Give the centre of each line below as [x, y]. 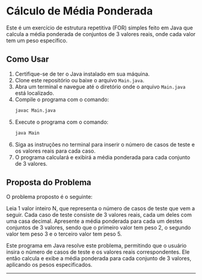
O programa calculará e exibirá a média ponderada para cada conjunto [103, 157]
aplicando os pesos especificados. [49, 265]
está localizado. [34, 93]
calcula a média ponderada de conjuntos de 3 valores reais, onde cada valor [101, 34]
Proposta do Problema [49, 182]
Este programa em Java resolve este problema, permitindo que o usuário [96, 246]
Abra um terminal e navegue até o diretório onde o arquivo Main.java [100, 87]
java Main [27, 133]
